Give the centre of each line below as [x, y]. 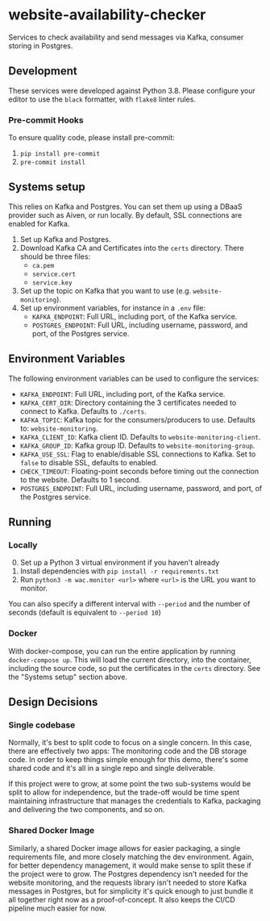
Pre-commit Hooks [46, 120]
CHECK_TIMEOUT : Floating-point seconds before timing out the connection [139, 471]
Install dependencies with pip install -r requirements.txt [119, 571]
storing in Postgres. [41, 45]
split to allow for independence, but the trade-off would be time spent [124, 793]
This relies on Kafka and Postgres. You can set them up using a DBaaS [125, 206]
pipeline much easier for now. [58, 908]
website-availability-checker [107, 15]
